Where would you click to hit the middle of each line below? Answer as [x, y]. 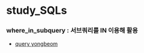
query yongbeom [36, 44]
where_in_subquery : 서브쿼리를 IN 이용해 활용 [72, 31]
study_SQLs [37, 11]
